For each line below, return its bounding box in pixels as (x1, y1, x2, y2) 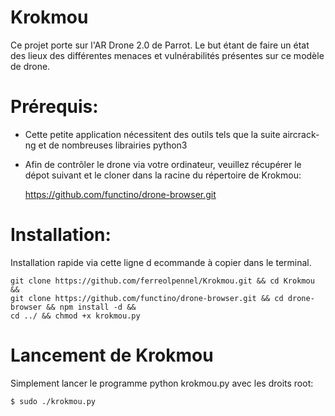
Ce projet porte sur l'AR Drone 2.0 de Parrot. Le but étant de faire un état (10, 39, 310, 51)
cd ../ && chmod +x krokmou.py (10, 311, 141, 321)
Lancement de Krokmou (10, 344, 214, 366)
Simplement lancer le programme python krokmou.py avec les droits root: (10, 377, 314, 389)
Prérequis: (10, 96, 99, 118)
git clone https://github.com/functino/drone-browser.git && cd (10, 293, 284, 303)
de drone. (10, 60, 51, 72)
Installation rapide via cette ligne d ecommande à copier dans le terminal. (10, 256, 312, 268)
